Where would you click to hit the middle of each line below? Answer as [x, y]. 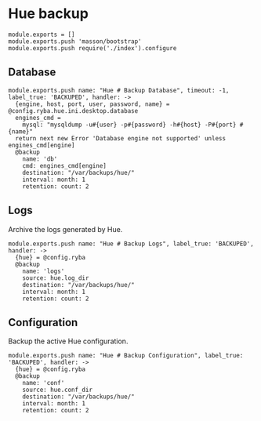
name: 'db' [40, 159]
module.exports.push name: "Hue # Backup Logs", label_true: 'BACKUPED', [131, 244]
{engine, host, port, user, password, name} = [92, 104]
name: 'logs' [43, 271]
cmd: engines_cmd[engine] [65, 165]
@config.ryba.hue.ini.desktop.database [73, 111]
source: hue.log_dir [56, 278]
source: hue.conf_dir [57, 390]
